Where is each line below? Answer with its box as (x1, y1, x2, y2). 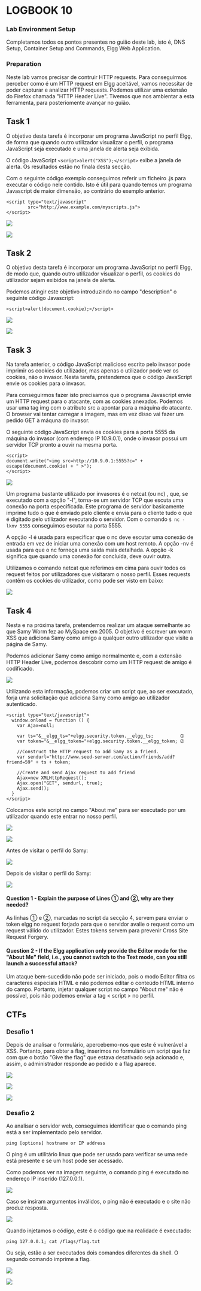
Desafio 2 (6, 1109, 35, 1117)
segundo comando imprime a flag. (6, 1256, 91, 1263)
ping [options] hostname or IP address (6, 1140, 106, 1147)
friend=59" (6, 759, 33, 765)
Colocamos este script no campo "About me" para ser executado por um (6, 807, 186, 814)
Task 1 (6, 116, 30, 126)
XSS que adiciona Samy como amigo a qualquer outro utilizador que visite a (6, 634, 193, 641)
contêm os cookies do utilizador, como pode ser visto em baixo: (6, 577, 164, 584)
